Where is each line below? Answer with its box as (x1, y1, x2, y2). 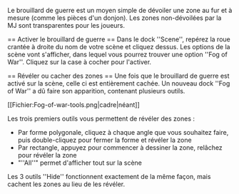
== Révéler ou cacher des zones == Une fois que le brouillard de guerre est (7, 71, 230, 80)
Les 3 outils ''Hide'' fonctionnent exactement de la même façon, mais (7, 173, 211, 180)
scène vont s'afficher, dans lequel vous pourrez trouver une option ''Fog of (7, 50, 228, 58)
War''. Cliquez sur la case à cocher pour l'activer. (7, 58, 152, 66)
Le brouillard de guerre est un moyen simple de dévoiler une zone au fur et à (7, 6, 233, 14)
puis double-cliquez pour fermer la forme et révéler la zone (17, 136, 192, 144)
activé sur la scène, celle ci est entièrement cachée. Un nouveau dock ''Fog (7, 79, 230, 88)
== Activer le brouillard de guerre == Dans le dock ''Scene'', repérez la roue (7, 35, 230, 44)
